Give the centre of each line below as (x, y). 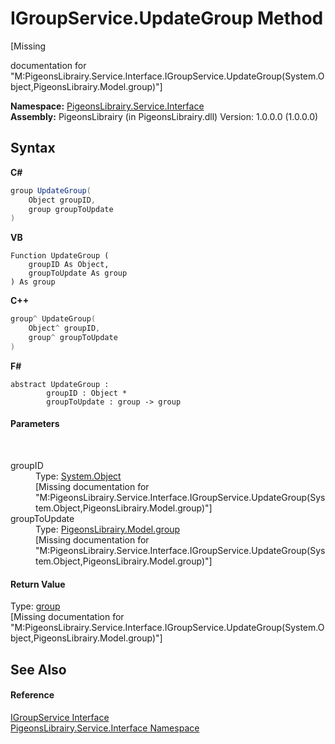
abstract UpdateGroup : (60, 384)
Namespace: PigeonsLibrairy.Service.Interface (107, 106)
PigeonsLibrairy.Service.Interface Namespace (105, 728)
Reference (32, 695)
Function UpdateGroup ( (60, 256)
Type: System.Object (78, 476)
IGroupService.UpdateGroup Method (167, 18)
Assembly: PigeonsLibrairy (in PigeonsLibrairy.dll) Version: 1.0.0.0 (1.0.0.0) (164, 116)
